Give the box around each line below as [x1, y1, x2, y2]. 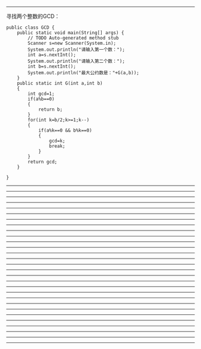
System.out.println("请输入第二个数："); [28, 58, 126, 64]
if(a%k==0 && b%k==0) [38, 128, 93, 133]
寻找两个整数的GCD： [6, 13, 60, 20]
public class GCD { [6, 25, 55, 31]
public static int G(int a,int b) [17, 80, 103, 86]
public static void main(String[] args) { [17, 30, 124, 36]
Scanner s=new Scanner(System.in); [28, 40, 117, 46]
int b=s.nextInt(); [28, 63, 77, 69]
